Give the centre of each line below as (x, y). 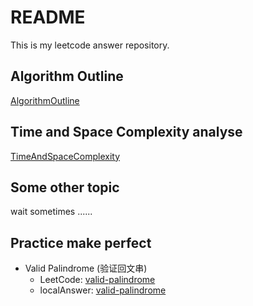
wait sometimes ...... (51, 212)
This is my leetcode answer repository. (90, 45)
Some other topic (65, 187)
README (48, 17)
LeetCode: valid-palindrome (97, 280)
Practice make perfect (81, 242)
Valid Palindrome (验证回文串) (86, 268)
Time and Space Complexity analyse (126, 132)
